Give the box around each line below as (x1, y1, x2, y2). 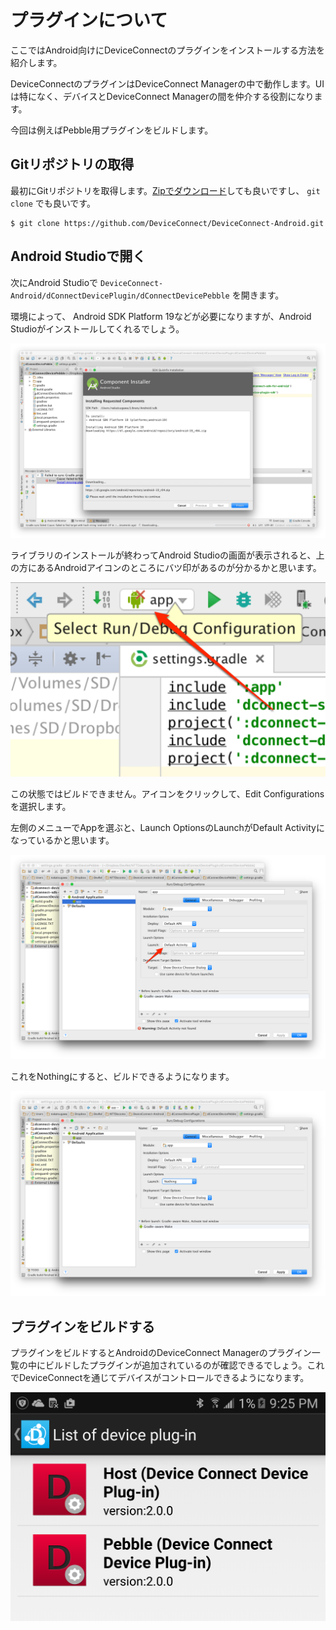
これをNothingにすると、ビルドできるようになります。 (10, 1071, 235, 1083)
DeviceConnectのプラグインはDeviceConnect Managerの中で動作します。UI (10, 77, 325, 90)
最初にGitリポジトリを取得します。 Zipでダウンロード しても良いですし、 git (10, 184, 321, 196)
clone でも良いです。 (10, 197, 96, 209)
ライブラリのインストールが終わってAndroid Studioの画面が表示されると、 (10, 549, 317, 561)
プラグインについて (10, 9, 168, 32)
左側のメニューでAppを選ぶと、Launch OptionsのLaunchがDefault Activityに (10, 821, 325, 833)
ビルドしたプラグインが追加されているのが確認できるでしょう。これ (44, 1359, 325, 1371)
